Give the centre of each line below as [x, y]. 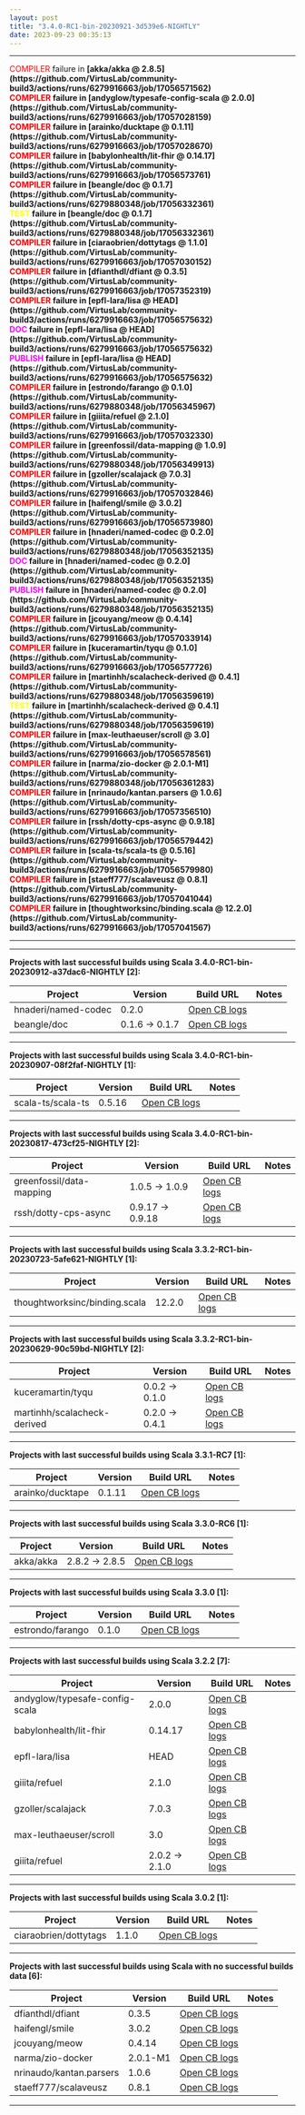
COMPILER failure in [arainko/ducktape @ [90, 127]
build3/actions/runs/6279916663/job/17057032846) [112, 494]
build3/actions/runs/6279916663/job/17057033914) [111, 638]
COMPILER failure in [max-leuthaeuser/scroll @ [101, 735]
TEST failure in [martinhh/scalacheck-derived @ [103, 706]
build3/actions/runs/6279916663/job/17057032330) [112, 436]
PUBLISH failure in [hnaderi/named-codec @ [95, 590]
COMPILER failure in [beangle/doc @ [80, 185]
